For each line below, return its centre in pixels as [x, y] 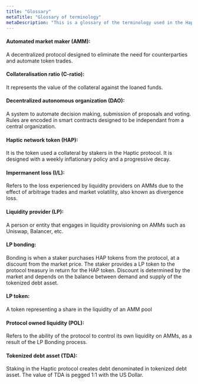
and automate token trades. [39, 61]
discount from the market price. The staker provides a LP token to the [90, 264]
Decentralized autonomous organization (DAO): [65, 101]
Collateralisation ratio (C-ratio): [45, 74]
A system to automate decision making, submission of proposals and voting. [99, 114]
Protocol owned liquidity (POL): [45, 323]
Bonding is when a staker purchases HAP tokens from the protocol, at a [93, 257]
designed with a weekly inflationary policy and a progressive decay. [88, 159]
